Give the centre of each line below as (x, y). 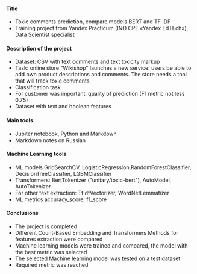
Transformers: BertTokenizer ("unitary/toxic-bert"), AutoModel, (93, 180)
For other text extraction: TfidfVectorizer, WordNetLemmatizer (92, 193)
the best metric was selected (51, 252)
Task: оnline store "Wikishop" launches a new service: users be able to (103, 68)
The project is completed (46, 226)
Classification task (38, 87)
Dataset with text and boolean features (63, 107)
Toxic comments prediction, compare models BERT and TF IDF (93, 22)
